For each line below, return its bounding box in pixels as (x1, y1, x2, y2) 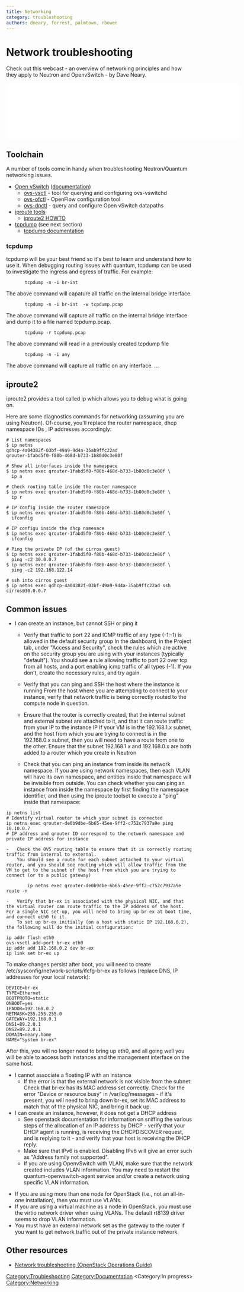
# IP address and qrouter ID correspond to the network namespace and (6, 831, 184, 837)
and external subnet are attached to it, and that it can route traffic (23, 717, 184, 725)
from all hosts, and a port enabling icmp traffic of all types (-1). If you (23, 663, 192, 670)
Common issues (6, 604, 68, 614)
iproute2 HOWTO (23, 215, 66, 222)
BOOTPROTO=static (6, 995, 49, 1001)
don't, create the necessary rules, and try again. (23, 669, 141, 676)
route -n (6, 888, 28, 894)
